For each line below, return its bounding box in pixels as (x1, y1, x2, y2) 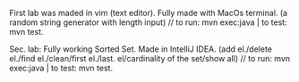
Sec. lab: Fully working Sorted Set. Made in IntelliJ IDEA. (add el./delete (9, 44, 273, 54)
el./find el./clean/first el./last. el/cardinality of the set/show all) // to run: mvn (9, 53, 291, 63)
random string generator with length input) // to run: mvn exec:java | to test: (9, 17, 288, 28)
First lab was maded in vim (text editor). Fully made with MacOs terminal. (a (9, 8, 288, 18)
